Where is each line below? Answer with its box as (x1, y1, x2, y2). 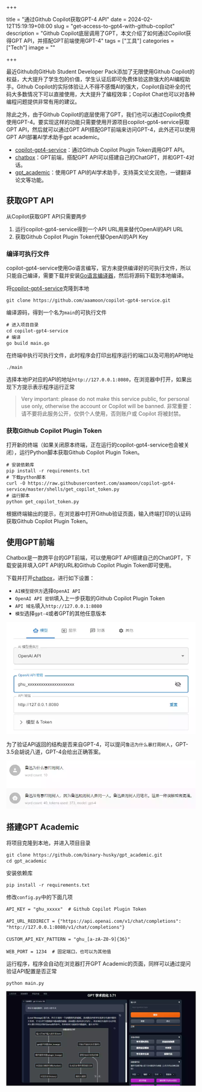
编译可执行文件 (6, 249, 50, 258)
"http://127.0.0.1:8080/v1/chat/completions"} (6, 924, 125, 930)
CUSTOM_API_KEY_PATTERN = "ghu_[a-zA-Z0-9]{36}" (6, 936, 130, 942)
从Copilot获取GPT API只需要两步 (6, 213, 87, 220)
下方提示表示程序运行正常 (11, 383, 75, 391)
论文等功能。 (14, 176, 47, 184)
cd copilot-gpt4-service (6, 328, 69, 334)
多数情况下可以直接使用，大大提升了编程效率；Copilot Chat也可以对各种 (16, 91, 195, 98)
